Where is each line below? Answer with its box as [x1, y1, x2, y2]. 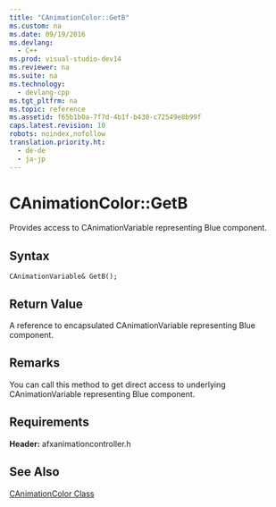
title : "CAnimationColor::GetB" [9, 13, 130, 22]
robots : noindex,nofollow [9, 130, 105, 139]
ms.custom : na [9, 21, 63, 30]
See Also [9, 464, 60, 479]
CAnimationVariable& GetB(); [9, 272, 118, 282]
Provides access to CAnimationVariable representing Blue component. [9, 223, 268, 233]
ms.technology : [9, 80, 66, 89]
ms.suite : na [9, 72, 58, 80]
